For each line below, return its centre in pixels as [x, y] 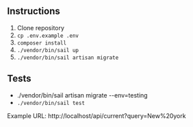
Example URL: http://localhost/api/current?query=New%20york [96, 115]
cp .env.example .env [48, 36]
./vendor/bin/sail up [48, 50]
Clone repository [41, 27]
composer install [42, 43]
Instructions [34, 11]
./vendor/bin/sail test [51, 103]
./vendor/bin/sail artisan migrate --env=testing [82, 95]
